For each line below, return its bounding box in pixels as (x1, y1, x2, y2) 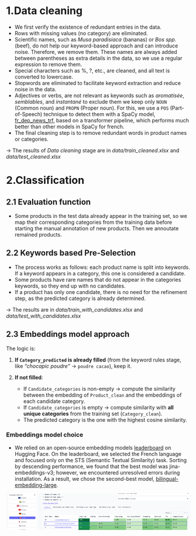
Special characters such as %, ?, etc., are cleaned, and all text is (14, 67, 170, 74)
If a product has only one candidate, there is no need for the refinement (14, 288, 187, 295)
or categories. (14, 135, 49, 142)
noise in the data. (14, 86, 57, 93)
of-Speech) (14, 110, 43, 118)
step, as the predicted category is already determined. (14, 295, 146, 302)
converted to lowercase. (14, 73, 73, 80)
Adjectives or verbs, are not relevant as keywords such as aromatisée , (14, 92, 184, 99)
